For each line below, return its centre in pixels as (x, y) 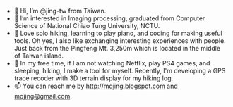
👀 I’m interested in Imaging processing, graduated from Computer (109, 18)
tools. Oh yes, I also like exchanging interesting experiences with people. (120, 41)
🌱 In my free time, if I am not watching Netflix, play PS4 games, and (112, 63)
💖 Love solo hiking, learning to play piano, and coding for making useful (118, 33)
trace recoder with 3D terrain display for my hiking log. (94, 78)
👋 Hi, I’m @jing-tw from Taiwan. (60, 11)
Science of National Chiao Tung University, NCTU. (87, 26)
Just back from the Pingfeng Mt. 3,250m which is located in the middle (117, 48)
